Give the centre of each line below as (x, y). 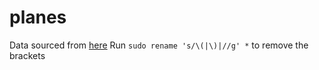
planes (38, 17)
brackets (27, 55)
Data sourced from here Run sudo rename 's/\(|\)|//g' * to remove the (159, 45)
